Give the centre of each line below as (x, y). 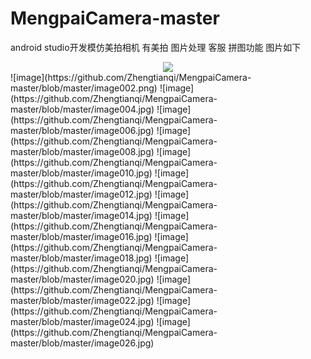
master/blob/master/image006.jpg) (82, 130)
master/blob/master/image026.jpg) (82, 343)
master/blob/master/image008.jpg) (82, 151)
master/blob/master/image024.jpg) (82, 321)
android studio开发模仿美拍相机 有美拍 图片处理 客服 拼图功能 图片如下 (156, 47)
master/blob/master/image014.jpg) (81, 215)
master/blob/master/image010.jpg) (81, 173)
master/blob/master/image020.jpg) (82, 279)
